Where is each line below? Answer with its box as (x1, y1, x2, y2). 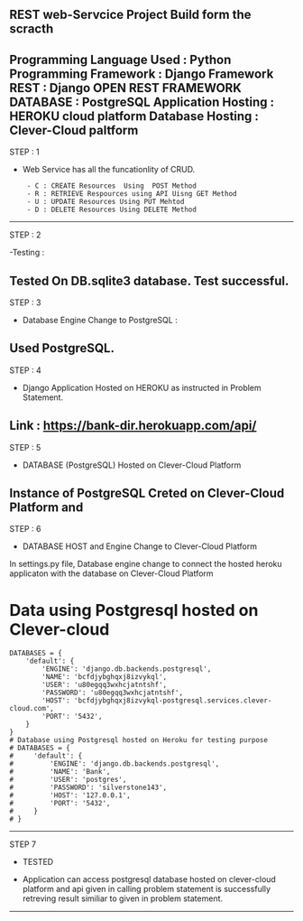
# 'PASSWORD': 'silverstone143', (9, 783, 168, 793)
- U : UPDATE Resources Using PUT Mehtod (26, 198, 185, 207)
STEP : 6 (9, 524, 41, 535)
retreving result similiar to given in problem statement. (22, 893, 224, 904)
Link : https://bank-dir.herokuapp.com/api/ (9, 418, 257, 433)
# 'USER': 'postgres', (9, 776, 127, 785)
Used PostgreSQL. (9, 340, 115, 356)
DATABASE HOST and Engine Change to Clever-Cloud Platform (22, 541, 257, 552)
